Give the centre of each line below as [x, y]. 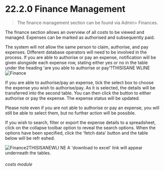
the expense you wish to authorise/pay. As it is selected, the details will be [80, 87]
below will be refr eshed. [30, 138]
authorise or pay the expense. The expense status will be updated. [72, 98]
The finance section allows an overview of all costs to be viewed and [75, 32]
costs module [19, 164]
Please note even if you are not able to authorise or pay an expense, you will [82, 108]
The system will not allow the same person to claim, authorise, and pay [77, 47]
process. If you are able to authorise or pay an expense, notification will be [81, 57]
